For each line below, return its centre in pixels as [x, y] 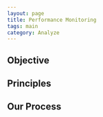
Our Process [34, 107]
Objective [28, 60]
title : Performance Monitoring [52, 20]
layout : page [26, 13]
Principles [29, 84]
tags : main [23, 26]
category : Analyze [33, 32]
